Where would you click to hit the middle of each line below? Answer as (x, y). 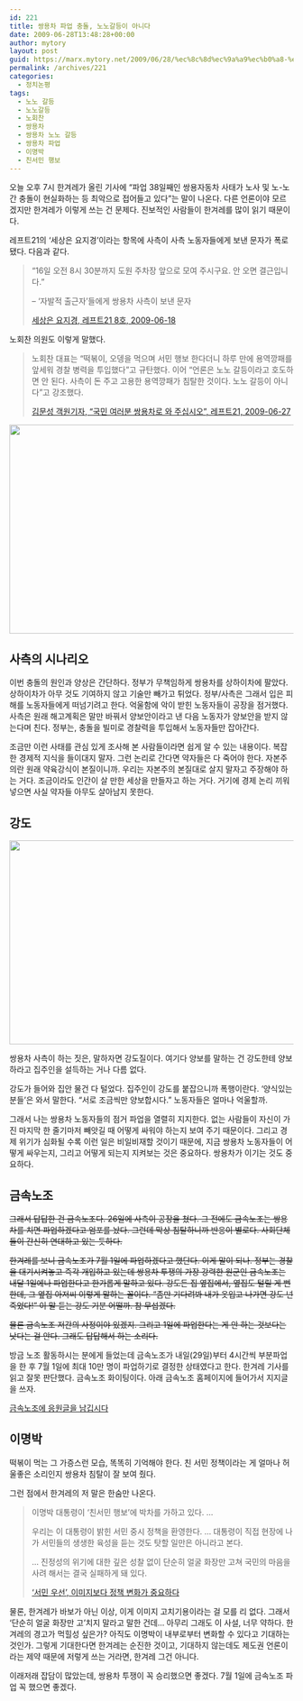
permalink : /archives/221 (58, 69)
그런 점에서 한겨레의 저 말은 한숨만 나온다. (83, 1493)
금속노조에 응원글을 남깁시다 (59, 1408)
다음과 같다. (49, 251)
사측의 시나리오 (49, 659)
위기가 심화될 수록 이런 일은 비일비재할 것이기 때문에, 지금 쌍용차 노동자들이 (151, 1142)
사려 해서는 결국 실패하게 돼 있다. (89, 1573)
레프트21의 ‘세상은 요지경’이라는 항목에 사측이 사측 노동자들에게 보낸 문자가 (141, 240)
